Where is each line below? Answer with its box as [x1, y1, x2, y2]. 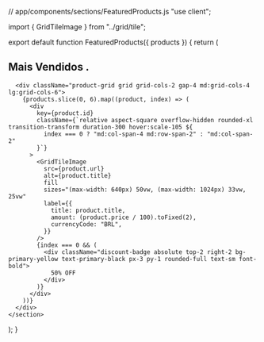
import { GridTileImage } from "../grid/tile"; [8, 22, 147, 31]
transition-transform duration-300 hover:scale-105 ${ [8, 123, 193, 131]
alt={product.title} [43, 171, 112, 179]
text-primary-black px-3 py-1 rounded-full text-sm [61, 255, 236, 263]
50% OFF [50, 269, 77, 277]
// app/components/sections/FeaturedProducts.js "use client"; [8, 7, 212, 16]
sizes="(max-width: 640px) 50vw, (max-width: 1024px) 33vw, [43, 186, 247, 194]
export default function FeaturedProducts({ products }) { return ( [8, 37, 219, 47]
